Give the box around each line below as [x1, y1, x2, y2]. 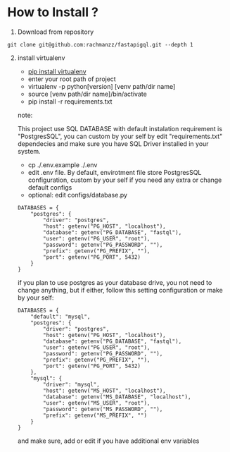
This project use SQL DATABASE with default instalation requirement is [17, 124, 223, 133]
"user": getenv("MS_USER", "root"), [43, 399, 151, 406]
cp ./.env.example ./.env [27, 160, 98, 169]
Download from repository [17, 28, 94, 36]
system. [17, 147, 41, 155]
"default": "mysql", [30, 313, 91, 320]
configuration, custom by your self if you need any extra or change [27, 176, 222, 184]
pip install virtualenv [27, 67, 87, 75]
